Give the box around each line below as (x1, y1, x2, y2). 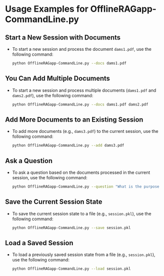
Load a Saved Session (5, 239, 73, 247)
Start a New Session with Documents (5, 33, 121, 42)
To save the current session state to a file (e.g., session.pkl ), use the (12, 211, 152, 216)
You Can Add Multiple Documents (5, 74, 110, 83)
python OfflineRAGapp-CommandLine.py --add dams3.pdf (12, 143, 124, 148)
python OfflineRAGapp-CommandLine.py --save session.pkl (12, 225, 131, 230)
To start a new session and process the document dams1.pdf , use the (12, 46, 152, 52)
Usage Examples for (5, 3, 89, 15)
